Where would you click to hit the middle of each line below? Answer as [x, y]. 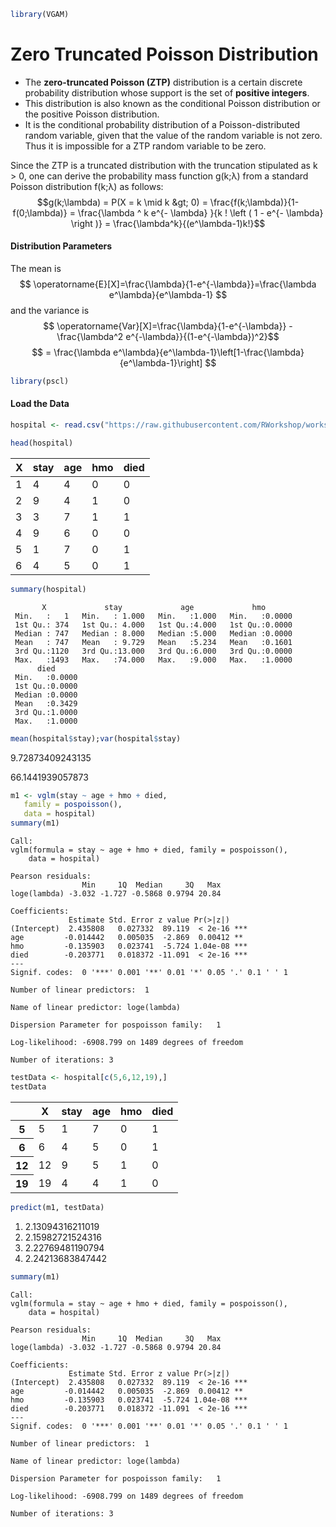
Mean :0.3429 [46, 703]
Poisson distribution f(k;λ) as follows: [87, 186]
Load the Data [40, 404]
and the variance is [50, 311]
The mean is [36, 269]
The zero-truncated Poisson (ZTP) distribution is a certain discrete [163, 82]
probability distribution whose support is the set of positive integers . [167, 92]
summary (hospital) [48, 589]
